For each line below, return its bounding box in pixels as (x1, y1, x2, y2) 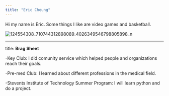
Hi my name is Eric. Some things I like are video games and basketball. (5, 21, 151, 27)
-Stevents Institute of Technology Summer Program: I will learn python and (5, 80, 160, 86)
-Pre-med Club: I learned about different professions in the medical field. (5, 70, 156, 76)
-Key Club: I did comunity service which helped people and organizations (5, 55, 157, 61)
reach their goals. (5, 60, 42, 66)
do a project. (5, 85, 32, 91)
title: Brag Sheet (5, 45, 39, 51)
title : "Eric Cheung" (5, 7, 51, 13)
